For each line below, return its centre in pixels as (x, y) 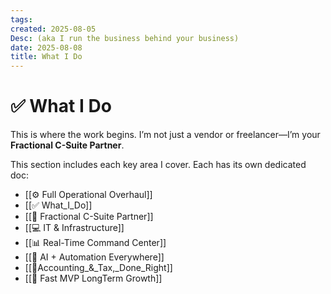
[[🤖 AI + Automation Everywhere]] (94, 257)
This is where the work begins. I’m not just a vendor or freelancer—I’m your (165, 135)
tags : (21, 19)
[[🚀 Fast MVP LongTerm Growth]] (93, 278)
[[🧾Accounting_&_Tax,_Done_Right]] (98, 268)
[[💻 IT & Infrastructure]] (74, 228)
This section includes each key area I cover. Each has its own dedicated (158, 165)
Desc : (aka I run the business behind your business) (125, 38)
